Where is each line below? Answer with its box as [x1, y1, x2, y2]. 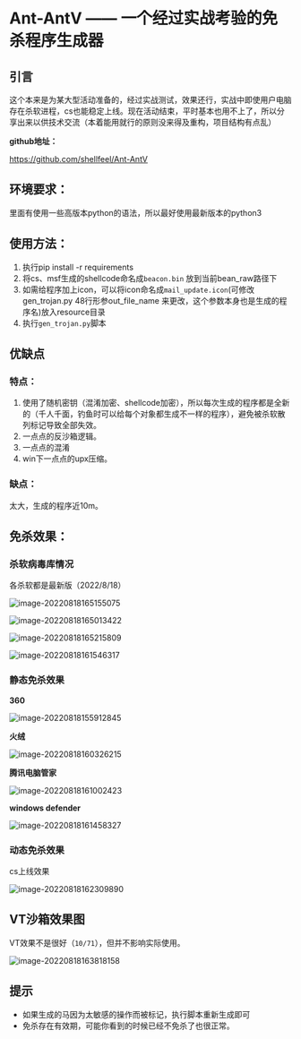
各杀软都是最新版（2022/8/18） [9, 580, 126, 591]
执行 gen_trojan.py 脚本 [21, 317, 107, 328]
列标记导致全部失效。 [21, 420, 101, 431]
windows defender [9, 803, 82, 813]
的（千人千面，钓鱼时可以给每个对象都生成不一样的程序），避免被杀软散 [21, 408, 286, 419]
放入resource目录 [40, 306, 106, 317]
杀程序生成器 [9, 30, 105, 51]
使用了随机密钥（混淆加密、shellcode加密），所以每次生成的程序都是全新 [21, 398, 290, 408]
